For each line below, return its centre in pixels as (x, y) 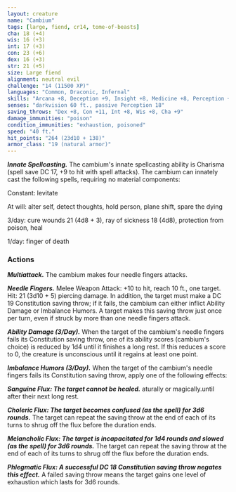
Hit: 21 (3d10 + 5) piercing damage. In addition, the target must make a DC (114, 296)
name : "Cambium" (31, 20)
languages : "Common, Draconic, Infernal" (69, 92)
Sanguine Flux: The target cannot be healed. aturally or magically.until (111, 389)
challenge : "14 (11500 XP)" (48, 86)
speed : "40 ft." (31, 131)
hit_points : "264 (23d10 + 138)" (56, 138)
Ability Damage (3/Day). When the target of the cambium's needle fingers (116, 332)
